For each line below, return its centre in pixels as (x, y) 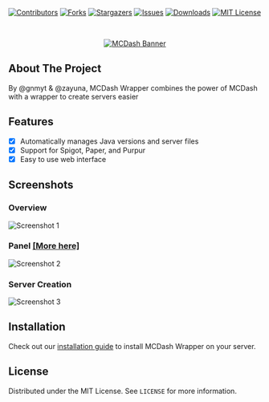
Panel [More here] (44, 246)
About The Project (55, 69)
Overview (28, 208)
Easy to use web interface (63, 159)
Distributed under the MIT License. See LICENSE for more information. (122, 391)
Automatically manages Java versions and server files (109, 141)
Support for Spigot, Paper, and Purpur (83, 150)
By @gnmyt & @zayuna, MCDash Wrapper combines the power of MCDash (133, 87)
